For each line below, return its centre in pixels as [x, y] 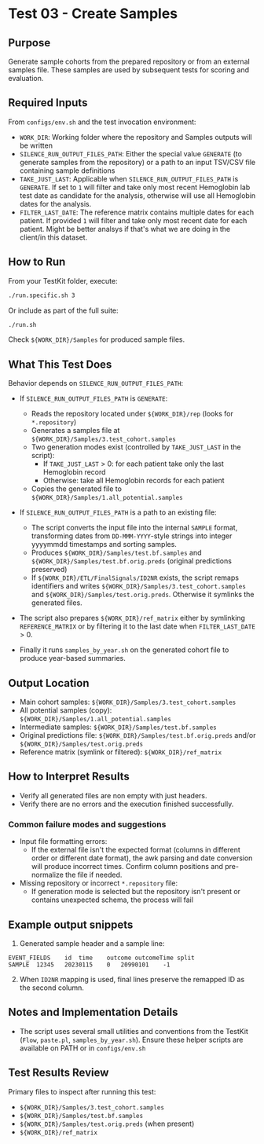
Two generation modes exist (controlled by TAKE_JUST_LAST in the [136, 447]
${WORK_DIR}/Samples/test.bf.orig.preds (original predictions [131, 561]
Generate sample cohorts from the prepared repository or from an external [129, 61]
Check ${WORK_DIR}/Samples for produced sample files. [97, 339]
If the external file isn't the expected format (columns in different [136, 850]
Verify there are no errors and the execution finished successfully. [126, 804]
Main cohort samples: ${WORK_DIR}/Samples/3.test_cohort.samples [128, 702]
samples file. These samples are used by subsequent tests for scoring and [129, 70]
